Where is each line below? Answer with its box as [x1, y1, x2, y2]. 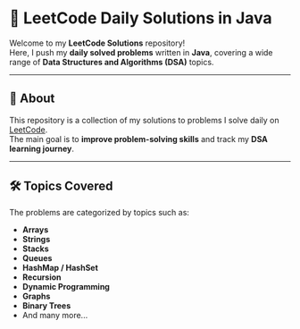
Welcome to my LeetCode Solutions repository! [9, 38, 186, 48]
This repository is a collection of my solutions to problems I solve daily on [9, 114, 279, 125]
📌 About [9, 91, 55, 106]
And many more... [21, 309, 88, 320]
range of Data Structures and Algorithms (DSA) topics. [9, 56, 214, 67]
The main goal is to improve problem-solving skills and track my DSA [9, 133, 268, 144]
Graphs [21, 291, 51, 301]
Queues [21, 252, 53, 263]
